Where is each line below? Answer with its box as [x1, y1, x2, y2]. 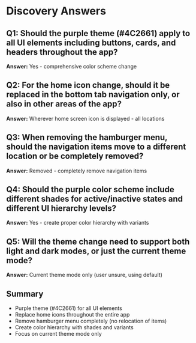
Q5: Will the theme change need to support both [6, 236, 190, 247]
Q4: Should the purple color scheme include [6, 184, 175, 195]
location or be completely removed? [6, 151, 144, 162]
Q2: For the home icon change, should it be [6, 80, 170, 91]
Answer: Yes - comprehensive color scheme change [6, 63, 137, 70]
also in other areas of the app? [6, 99, 122, 109]
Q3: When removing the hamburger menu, [6, 132, 168, 142]
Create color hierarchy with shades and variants [14, 324, 134, 331]
